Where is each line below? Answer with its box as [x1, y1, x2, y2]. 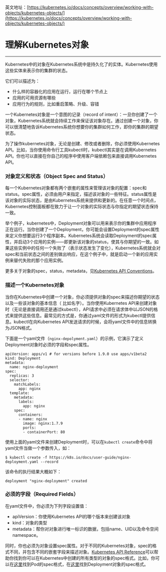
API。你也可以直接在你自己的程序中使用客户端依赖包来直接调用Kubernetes [5, 153, 157, 159]
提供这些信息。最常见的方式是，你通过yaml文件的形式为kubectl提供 [13, 312, 151, 318]
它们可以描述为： [5, 78, 40, 84]
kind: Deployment [5, 356, 41, 361]
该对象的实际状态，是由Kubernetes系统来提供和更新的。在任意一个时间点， [5, 197, 159, 203]
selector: [9, 377, 30, 383]
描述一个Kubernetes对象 [5, 282, 65, 288]
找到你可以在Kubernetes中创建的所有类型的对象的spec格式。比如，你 [13, 555, 156, 561]
